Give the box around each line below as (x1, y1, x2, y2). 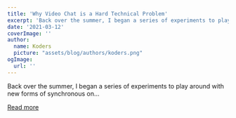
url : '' (13, 63, 37, 70)
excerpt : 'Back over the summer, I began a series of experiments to (7, 17, 216, 24)
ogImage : (7, 56, 33, 63)
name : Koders (13, 43, 52, 50)
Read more (7, 103, 39, 111)
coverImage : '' (7, 29, 52, 37)
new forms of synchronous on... (7, 89, 100, 98)
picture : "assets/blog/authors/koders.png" (13, 50, 143, 57)
